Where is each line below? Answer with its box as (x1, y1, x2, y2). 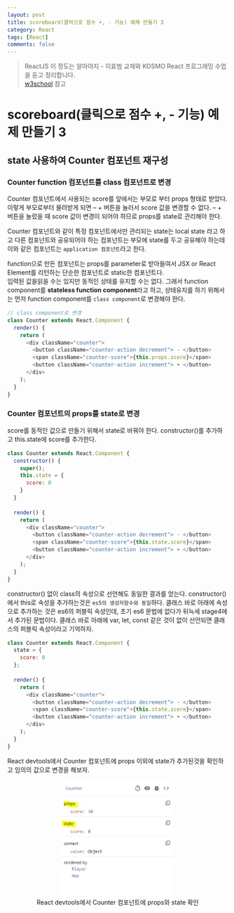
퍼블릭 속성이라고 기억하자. (20, 624, 94, 633)
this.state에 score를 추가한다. (14, 435, 97, 443)
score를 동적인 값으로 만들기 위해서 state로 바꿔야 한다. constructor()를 (7, 426, 205, 435)
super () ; (20, 464, 46, 472)
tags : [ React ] (7, 34, 49, 41)
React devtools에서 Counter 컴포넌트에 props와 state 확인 (36, 898, 200, 906)
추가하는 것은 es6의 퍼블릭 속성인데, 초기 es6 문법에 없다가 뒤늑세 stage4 (20, 607, 222, 615)
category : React (7, 26, 55, 33)
